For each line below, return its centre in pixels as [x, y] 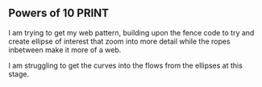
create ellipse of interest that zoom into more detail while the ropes [120, 41]
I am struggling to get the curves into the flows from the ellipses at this [126, 65]
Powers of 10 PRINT [59, 13]
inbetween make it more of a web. [65, 50]
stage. [19, 74]
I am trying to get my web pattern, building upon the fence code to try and [131, 32]
